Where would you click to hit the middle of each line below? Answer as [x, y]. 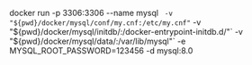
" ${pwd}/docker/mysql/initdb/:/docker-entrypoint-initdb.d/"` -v [126, 32]
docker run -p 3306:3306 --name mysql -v [91, 13]
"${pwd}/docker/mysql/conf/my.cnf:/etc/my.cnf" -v [105, 22]
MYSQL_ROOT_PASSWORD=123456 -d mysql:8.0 [101, 51]
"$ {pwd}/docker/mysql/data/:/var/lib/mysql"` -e [98, 41]
